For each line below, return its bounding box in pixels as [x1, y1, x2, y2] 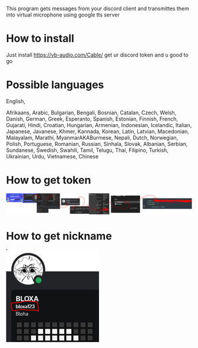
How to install [6, 32, 75, 45]
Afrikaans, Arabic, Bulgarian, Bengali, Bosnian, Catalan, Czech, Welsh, [6, 109, 177, 116]
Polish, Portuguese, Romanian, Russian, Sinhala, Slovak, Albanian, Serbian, [6, 140, 188, 147]
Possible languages [6, 78, 104, 92]
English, [6, 97, 25, 105]
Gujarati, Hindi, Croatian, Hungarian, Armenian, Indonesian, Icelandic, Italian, [6, 121, 192, 128]
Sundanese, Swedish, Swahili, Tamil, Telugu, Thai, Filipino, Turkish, [6, 147, 169, 154]
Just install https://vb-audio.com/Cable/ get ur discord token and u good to [6, 51, 189, 58]
